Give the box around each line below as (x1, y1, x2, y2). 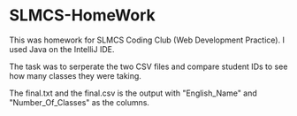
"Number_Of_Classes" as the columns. (9, 97, 150, 107)
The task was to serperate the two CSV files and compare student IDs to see (9, 61, 288, 72)
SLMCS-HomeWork (9, 5, 156, 26)
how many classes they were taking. (9, 70, 141, 81)
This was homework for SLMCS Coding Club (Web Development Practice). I (9, 35, 286, 45)
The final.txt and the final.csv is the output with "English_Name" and (9, 88, 258, 98)
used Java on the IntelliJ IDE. (9, 43, 115, 54)
